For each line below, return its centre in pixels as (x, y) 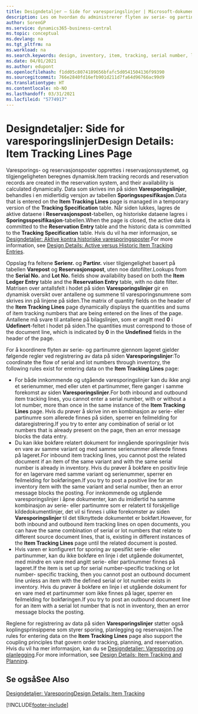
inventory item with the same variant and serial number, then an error (98, 486)
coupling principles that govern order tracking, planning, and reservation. (95, 642)
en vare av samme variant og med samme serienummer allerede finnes (101, 448)
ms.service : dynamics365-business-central (59, 28)
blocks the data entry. (41, 436)
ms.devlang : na (25, 39)
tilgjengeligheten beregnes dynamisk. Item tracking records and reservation (97, 176)
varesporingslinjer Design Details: (90, 141)
